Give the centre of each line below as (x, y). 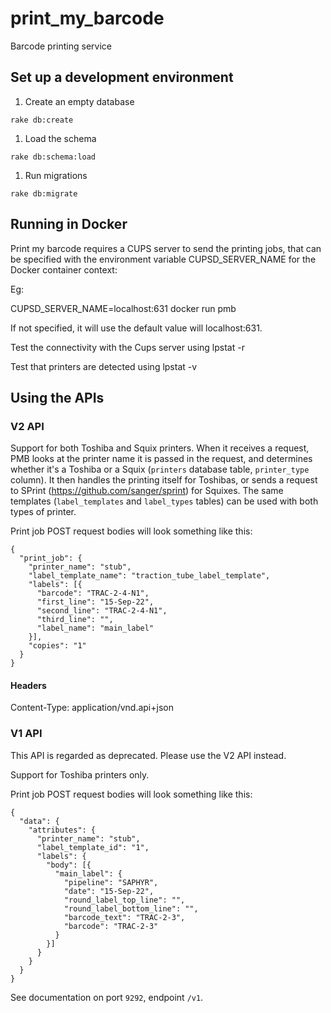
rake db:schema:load (53, 157)
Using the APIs (57, 397)
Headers (28, 685)
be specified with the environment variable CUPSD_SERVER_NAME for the (163, 259)
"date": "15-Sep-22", (109, 891)
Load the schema (60, 138)
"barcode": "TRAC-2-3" (111, 926)
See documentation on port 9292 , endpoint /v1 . (107, 997)
